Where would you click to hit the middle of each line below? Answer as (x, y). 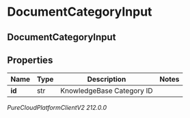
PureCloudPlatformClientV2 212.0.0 (57, 108)
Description (107, 79)
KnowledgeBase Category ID (107, 91)
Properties (30, 60)
